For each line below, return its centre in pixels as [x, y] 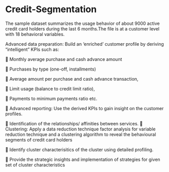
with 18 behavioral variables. [35, 34]
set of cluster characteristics [35, 165]
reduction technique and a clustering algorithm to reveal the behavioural [81, 134]
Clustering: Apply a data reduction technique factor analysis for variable [80, 129]
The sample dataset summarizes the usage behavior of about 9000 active [82, 23]
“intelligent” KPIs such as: [32, 49]
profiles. [14, 114]
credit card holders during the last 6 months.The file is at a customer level [82, 28]
